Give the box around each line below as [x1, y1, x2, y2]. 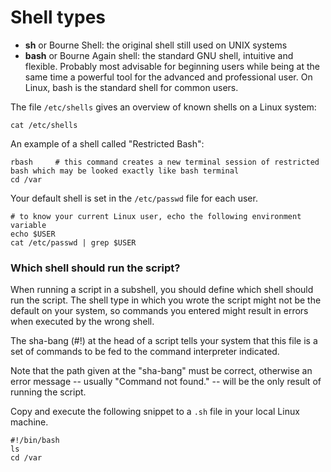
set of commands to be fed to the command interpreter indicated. [10, 346, 280, 358]
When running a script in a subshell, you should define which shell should [10, 284, 314, 296]
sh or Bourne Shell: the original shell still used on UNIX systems [24, 39, 288, 51]
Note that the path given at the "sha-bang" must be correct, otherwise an [10, 365, 313, 377]
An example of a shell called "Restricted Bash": [10, 137, 205, 150]
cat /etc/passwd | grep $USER [10, 237, 137, 248]
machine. [10, 416, 49, 428]
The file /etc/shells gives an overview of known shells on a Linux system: [10, 101, 317, 113]
